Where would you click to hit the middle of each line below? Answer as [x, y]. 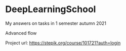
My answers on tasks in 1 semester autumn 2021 [56, 23]
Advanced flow [21, 33]
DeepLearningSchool [51, 9]
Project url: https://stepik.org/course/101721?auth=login [63, 43]
